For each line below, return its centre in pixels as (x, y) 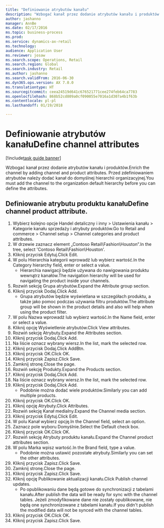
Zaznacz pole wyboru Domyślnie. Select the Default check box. (76, 426)
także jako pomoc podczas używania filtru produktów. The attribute (87, 301)
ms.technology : (21, 46)
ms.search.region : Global (32, 64)
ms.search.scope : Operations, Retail (44, 60)
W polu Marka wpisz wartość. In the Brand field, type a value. (74, 448)
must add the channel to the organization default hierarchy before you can (81, 183)
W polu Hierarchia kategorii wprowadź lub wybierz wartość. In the (79, 260)
